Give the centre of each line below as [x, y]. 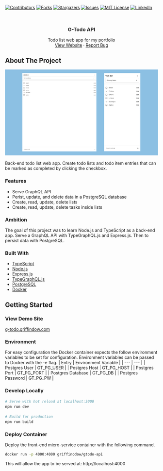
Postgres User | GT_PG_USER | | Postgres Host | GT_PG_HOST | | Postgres [79, 368]
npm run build [19, 422]
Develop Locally [24, 391]
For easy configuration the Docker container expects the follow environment [81, 353]
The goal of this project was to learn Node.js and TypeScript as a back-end [80, 230]
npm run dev [17, 406]
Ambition [16, 219]
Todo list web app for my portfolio [81, 40]
